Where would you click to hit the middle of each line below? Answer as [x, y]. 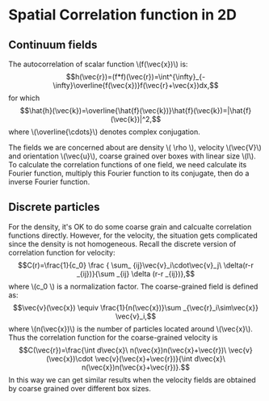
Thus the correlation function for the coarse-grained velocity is [113, 337]
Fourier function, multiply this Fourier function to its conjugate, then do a [129, 173]
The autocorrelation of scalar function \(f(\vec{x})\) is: [98, 64]
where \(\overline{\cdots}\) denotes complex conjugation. [104, 132]
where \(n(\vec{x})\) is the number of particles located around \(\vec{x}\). [130, 328]
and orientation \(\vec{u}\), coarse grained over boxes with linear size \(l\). [132, 156]
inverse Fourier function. [49, 182]
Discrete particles [54, 207]
